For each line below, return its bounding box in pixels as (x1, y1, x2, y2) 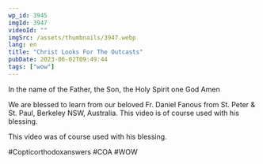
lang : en (8, 41, 37, 49)
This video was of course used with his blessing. (8, 132, 168, 141)
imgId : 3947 (8, 19, 48, 27)
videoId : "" (8, 26, 48, 34)
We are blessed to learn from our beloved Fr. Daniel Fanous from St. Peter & (8, 99, 256, 109)
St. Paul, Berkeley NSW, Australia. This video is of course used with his (8, 108, 240, 117)
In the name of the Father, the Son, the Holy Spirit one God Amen (8, 84, 220, 94)
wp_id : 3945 (8, 11, 48, 20)
